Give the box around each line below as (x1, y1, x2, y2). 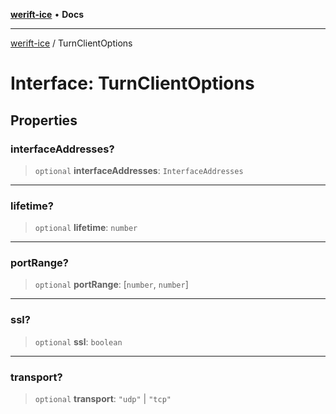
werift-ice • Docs (10, 9, 84, 20)
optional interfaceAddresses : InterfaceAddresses (34, 164, 244, 176)
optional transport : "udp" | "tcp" (34, 393, 172, 405)
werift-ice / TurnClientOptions (10, 37, 133, 49)
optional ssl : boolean (34, 335, 123, 348)
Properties (10, 112, 78, 129)
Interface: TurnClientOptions (10, 72, 255, 95)
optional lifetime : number (34, 222, 138, 234)
